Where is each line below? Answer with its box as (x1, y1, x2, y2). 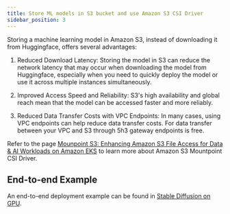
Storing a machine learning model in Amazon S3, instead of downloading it (7, 35, 218, 43)
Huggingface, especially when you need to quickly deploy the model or (16, 70, 218, 79)
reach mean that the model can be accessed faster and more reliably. (16, 98, 214, 106)
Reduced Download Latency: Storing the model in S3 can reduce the (16, 56, 211, 64)
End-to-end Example (7, 174, 98, 185)
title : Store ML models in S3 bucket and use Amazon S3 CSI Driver (7, 10, 204, 17)
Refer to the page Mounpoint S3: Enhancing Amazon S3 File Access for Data (7, 139, 223, 147)
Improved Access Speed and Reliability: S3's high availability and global (16, 91, 220, 99)
